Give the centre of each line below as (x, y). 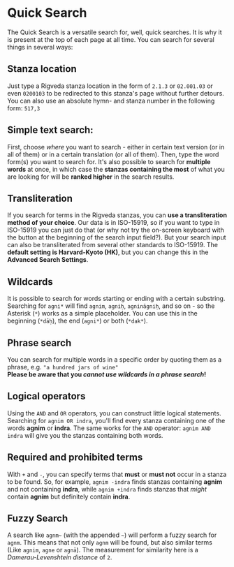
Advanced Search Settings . (48, 260)
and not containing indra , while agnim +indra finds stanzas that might (107, 489)
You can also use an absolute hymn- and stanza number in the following (111, 101)
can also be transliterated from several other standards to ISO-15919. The (113, 245)
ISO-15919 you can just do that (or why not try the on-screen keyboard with (116, 230)
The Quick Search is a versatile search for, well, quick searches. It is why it (115, 32)
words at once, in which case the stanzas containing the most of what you (116, 169)
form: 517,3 (24, 108)
